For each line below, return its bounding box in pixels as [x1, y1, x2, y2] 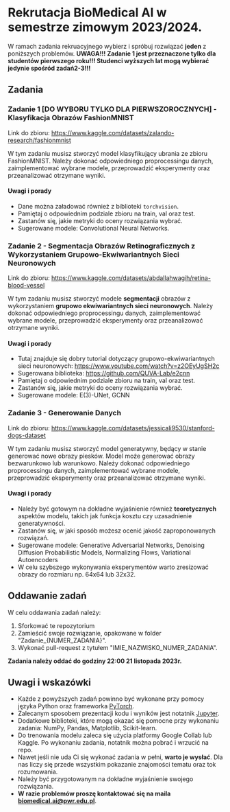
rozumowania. [17, 767, 58, 776]
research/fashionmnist [8, 136, 71, 144]
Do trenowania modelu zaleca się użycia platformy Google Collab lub [17, 731, 212, 739]
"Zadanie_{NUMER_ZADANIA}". [17, 636, 107, 645]
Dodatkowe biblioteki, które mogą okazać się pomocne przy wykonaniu [17, 717, 220, 725]
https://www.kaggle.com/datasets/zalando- [51, 128, 175, 137]
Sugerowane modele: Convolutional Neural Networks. [17, 224, 170, 232]
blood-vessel [8, 281, 45, 290]
